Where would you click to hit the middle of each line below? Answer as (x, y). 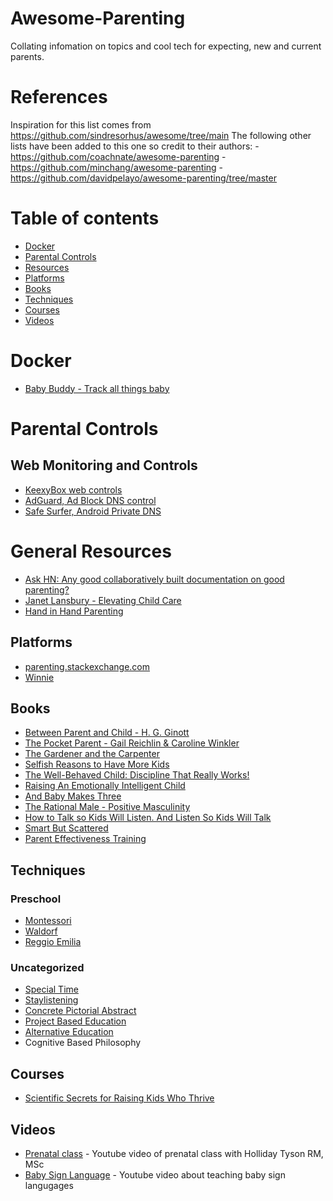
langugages (49, 1185)
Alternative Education (69, 1032)
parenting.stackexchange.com (87, 666)
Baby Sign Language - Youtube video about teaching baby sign (155, 1174)
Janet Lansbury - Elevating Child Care (103, 600)
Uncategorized (47, 967)
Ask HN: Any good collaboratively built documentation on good (154, 579)
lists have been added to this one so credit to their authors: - (135, 146)
